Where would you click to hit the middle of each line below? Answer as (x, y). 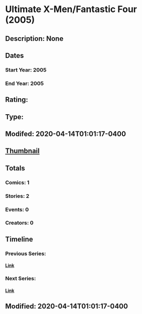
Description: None (34, 38)
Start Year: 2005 (26, 70)
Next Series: (21, 279)
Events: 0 (17, 209)
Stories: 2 (17, 196)
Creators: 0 (19, 223)
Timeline (19, 239)
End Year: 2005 (25, 83)
